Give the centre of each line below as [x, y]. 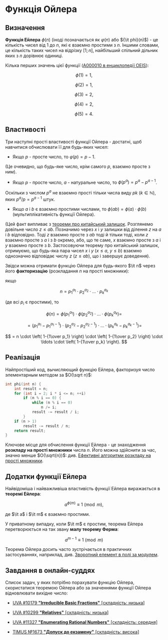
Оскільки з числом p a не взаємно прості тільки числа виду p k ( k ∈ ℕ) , [80, 192]
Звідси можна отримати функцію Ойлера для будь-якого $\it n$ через [80, 265]
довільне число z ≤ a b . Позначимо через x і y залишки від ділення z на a [83, 229]
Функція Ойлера [41, 9]
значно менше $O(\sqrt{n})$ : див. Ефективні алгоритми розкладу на [78, 455]
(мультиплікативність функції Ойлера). [54, 214]
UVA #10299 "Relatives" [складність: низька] [60, 612]
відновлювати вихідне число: [36, 593]
